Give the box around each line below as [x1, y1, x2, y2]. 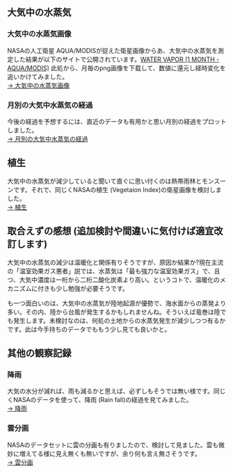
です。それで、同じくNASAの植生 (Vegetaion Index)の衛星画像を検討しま [13, 185, 223, 193]
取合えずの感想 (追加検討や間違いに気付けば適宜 [7, 225, 214, 237]
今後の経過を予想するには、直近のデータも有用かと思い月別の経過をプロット [7, 117, 227, 125]
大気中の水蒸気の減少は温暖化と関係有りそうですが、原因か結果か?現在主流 [7, 258, 224, 266]
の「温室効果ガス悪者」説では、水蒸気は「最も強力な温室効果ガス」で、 [7, 266, 214, 275]
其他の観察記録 [7, 347, 72, 359]
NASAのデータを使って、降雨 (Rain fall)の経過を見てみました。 [13, 396, 193, 404]
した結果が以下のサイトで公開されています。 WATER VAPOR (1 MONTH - [13, 55, 220, 63]
